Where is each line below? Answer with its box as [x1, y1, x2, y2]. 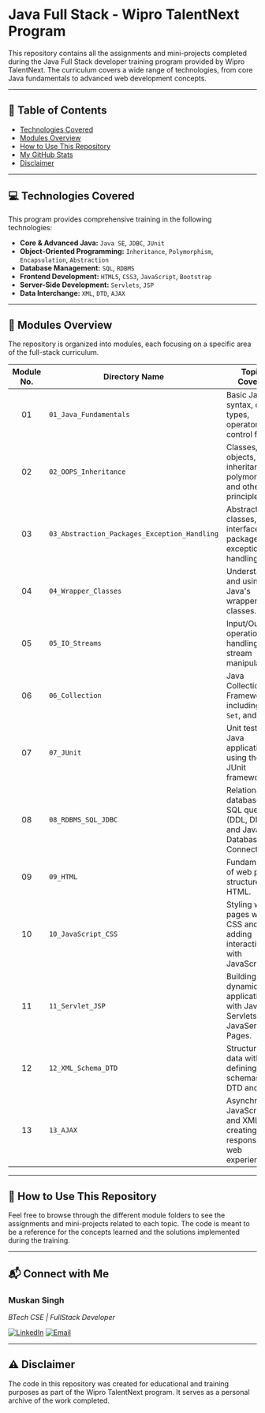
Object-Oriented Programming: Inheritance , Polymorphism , [19, 246, 214, 255]
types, [226, 409, 250, 420]
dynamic [226, 981, 259, 992]
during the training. [8, 1236, 71, 1245]
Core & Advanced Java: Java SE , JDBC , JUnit [19, 238, 165, 248]
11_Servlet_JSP [48, 1001, 106, 1011]
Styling [226, 899, 252, 910]
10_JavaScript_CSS [48, 930, 118, 939]
